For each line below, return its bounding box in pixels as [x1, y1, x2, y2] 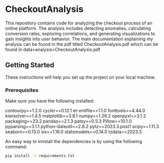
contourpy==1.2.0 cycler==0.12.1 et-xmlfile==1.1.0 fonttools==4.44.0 [5, 108, 145, 114]
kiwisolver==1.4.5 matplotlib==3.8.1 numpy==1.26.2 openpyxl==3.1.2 [5, 113, 146, 119]
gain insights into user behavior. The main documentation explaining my [5, 36, 153, 42]
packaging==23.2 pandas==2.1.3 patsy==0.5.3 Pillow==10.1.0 [5, 118, 132, 124]
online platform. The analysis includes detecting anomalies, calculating [5, 25, 151, 31]
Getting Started [5, 61, 54, 69]
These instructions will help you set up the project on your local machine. [5, 74, 156, 80]
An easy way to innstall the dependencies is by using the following [5, 139, 142, 145]
